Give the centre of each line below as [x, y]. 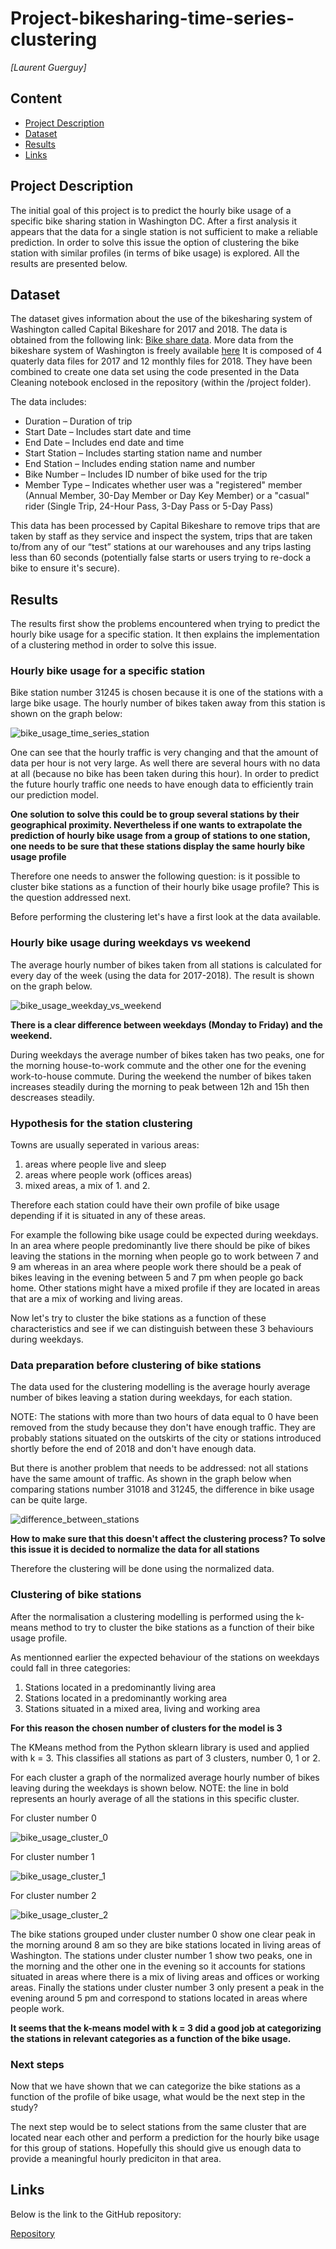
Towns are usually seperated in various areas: [105, 1145]
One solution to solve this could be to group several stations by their [155, 814]
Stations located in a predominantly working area [126, 1698]
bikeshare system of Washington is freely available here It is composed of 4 [166, 351]
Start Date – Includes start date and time [108, 432]
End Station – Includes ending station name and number [140, 464]
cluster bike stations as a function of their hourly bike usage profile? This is [165, 887]
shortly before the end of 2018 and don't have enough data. [133, 1449]
